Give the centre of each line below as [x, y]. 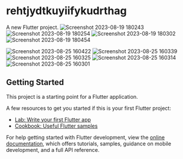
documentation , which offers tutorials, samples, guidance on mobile [89, 144]
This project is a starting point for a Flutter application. [72, 96]
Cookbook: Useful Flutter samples [56, 126]
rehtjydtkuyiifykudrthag [66, 11]
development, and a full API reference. [53, 150]
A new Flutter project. [32, 27]
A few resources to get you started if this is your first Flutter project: [89, 108]
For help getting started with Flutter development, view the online [86, 137]
